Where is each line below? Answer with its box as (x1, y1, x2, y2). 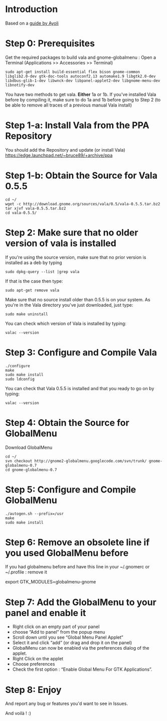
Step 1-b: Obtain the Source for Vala (5, 170, 158, 181)
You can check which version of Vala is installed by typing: (5, 320, 126, 326)
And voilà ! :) (5, 710, 32, 716)
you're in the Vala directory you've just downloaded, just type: (5, 302, 133, 308)
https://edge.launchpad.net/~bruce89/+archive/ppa (5, 152, 113, 158)
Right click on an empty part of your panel (12, 624, 100, 630)
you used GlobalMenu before (5, 547, 129, 558)
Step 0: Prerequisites (5, 38, 95, 49)
